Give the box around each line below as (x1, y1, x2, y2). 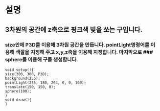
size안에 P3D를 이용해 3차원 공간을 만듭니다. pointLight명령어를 (5, 41, 150, 48)
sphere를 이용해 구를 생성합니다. (5, 56, 78, 63)
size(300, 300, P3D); (5, 71, 49, 76)
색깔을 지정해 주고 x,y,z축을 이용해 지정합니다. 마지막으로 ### (15, 48, 153, 55)
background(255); (5, 76, 41, 81)
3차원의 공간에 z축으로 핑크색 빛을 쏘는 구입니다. (5, 25, 143, 34)
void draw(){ (5, 97, 32, 102)
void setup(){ (5, 67, 34, 72)
